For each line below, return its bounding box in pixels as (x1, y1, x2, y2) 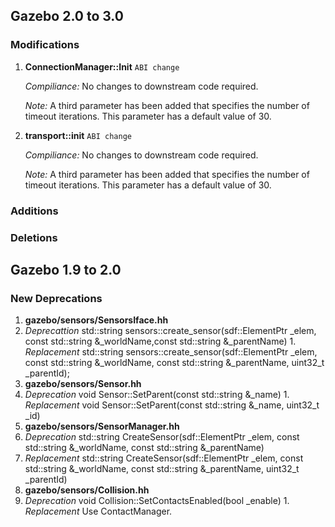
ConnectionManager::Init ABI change (24, 60, 180, 73)
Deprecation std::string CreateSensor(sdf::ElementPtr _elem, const (24, 431, 300, 443)
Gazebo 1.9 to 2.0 (10, 261, 122, 278)
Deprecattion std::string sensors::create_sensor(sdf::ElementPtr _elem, (24, 325, 317, 337)
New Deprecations (10, 291, 103, 305)
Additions (10, 204, 59, 218)
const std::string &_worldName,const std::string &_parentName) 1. (24, 335, 297, 348)
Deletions (10, 230, 58, 244)
